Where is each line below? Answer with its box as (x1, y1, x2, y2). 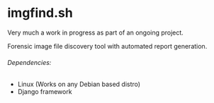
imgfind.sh (7, 5, 73, 21)
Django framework (17, 87, 72, 96)
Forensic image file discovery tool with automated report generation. (7, 42, 208, 50)
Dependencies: (7, 58, 52, 66)
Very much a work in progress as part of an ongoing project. (7, 28, 184, 37)
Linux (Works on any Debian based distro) (17, 80, 140, 89)
